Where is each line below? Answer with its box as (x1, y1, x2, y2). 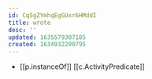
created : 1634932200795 (8, 41, 87, 48)
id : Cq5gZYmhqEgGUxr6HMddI (8, 11, 97, 20)
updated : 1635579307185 (8, 33, 87, 41)
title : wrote (8, 19, 51, 27)
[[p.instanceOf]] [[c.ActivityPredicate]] (19, 62, 146, 71)
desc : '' (8, 26, 37, 34)
